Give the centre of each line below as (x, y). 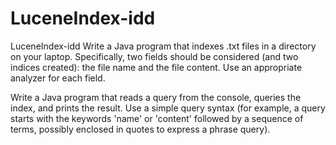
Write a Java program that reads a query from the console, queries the (156, 97)
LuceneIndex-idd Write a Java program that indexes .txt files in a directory (163, 46)
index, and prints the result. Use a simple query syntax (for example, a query (168, 108)
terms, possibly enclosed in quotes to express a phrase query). (140, 129)
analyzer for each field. (58, 78)
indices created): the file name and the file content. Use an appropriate (156, 67)
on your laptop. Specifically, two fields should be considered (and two (154, 56)
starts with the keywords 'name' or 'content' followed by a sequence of (157, 118)
